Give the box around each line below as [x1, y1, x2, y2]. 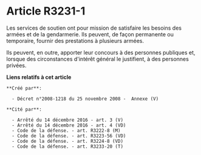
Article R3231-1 [6, 4, 86, 18]
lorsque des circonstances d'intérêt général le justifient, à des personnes [6, 55, 189, 62]
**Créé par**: [6, 85, 43, 91]
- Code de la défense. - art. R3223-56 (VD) [12, 133, 126, 139]
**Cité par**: [6, 106, 43, 113]
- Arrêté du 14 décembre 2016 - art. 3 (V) [12, 117, 123, 123]
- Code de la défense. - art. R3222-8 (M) [12, 127, 121, 134]
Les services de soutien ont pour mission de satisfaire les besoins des [6, 24, 182, 31]
